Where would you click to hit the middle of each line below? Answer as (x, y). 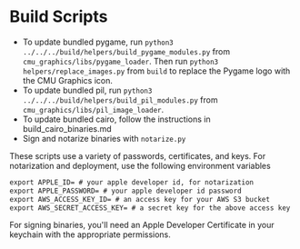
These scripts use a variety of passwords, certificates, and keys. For (138, 155)
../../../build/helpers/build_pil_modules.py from (120, 100)
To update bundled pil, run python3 (87, 90)
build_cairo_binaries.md (67, 128)
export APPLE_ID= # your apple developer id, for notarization (132, 182)
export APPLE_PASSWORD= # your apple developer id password (126, 191)
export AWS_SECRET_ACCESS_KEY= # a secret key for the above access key (150, 208)
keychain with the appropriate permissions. (90, 234)
